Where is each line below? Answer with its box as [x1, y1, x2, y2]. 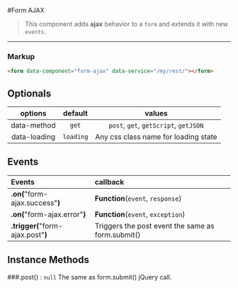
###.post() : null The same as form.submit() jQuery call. [7, 272, 172, 281]
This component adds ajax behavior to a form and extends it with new [24, 20, 229, 28]
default [62, 108, 89, 118]
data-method [11, 120, 56, 130]
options [20, 108, 47, 118]
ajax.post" [11, 230, 45, 240]
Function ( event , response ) [94, 193, 182, 203]
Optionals [7, 87, 52, 99]
